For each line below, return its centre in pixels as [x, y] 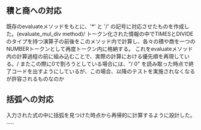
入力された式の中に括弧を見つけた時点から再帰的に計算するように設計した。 [101, 115]
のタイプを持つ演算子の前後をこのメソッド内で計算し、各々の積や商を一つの [101, 41]
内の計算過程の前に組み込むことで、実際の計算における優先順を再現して [95, 56]
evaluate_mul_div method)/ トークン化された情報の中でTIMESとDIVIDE [106, 34]
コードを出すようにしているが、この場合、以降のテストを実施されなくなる [103, 71]
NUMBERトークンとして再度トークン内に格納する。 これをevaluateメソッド [100, 49]
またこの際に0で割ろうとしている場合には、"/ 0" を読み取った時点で [104, 64]
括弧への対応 [30, 100]
